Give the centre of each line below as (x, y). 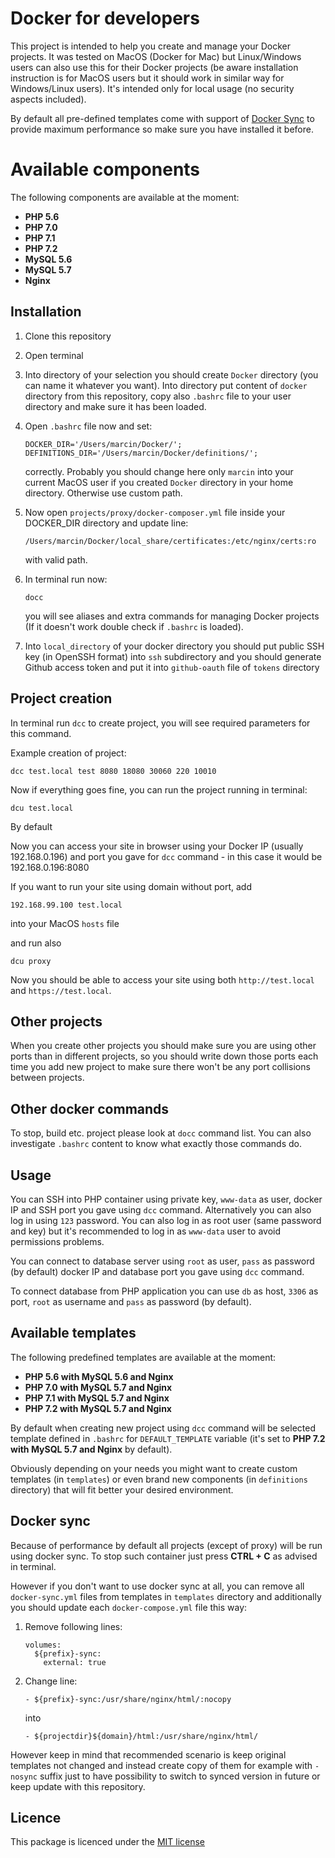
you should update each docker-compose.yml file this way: (129, 1607)
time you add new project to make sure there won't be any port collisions (160, 1067)
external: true (75, 1662)
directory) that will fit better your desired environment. (122, 1489)
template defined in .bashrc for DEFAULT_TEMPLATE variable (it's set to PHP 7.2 (168, 1438)
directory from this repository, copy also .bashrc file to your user (158, 396)
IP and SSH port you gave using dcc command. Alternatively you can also (161, 1209)
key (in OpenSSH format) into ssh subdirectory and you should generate (173, 656)
